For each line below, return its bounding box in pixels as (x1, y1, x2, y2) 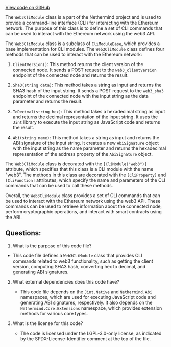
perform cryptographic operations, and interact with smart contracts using (5, 209, 162, 214)
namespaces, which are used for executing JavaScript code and (20, 294, 156, 300)
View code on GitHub (5, 5, 50, 10)
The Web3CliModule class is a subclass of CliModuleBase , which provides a (5, 40, 160, 47)
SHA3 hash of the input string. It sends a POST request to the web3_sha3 (12, 88, 164, 94)
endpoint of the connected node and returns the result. (12, 72, 129, 78)
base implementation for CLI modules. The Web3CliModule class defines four (5, 46, 165, 52)
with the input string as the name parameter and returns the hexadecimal (12, 145, 166, 151)
